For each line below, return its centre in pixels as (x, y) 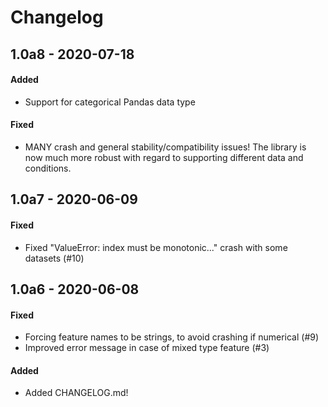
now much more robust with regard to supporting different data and (164, 157)
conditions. (48, 168)
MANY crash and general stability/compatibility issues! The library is (165, 147)
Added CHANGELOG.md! (76, 393)
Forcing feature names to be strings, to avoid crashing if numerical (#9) (172, 337)
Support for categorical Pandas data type (110, 102)
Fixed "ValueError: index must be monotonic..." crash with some (156, 247)
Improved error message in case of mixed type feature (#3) (147, 348)
